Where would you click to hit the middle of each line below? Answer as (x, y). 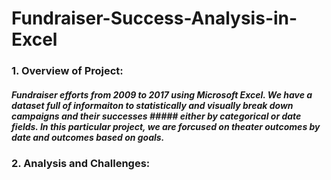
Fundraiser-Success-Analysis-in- (154, 18)
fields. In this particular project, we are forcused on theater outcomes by (166, 126)
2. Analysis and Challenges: (81, 164)
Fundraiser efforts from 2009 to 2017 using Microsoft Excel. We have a (162, 94)
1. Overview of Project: (67, 71)
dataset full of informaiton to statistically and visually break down (152, 105)
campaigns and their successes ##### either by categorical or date (156, 116)
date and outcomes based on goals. (88, 137)
